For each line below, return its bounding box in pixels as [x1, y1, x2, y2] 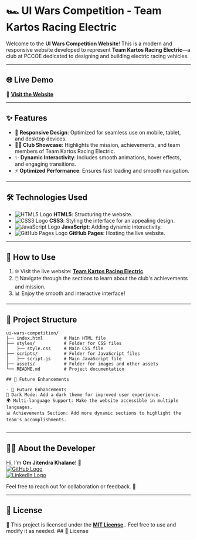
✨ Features [6, 113, 47, 123]
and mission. [14, 283, 46, 290]
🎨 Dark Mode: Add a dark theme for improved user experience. [6, 392, 161, 398]
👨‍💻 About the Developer [6, 444, 96, 454]
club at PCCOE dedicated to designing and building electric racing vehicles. [6, 52, 189, 59]
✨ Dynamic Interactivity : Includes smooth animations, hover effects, [14, 153, 182, 161]
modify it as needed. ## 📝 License [6, 527, 89, 534]
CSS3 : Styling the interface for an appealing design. [49, 217, 175, 224]
